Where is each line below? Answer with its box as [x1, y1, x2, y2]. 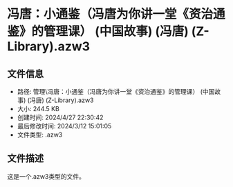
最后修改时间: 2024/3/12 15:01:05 [17, 122, 112, 130]
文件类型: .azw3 [17, 130, 63, 139]
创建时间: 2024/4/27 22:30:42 [17, 113, 104, 121]
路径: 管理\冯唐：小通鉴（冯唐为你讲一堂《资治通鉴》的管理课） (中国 [17, 88, 215, 95]
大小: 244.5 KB [17, 105, 60, 112]
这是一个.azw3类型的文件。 [7, 172, 85, 180]
